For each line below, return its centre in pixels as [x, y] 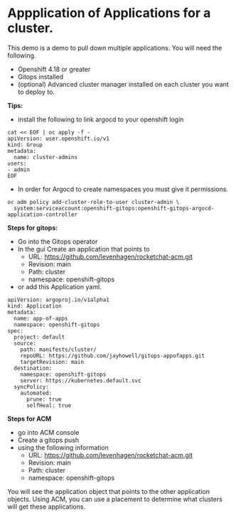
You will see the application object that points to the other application [109, 491]
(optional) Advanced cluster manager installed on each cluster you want [123, 84]
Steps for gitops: [33, 227]
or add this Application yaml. [59, 286]
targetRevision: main [52, 362]
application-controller [43, 215]
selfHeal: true [49, 405]
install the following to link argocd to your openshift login [101, 119]
